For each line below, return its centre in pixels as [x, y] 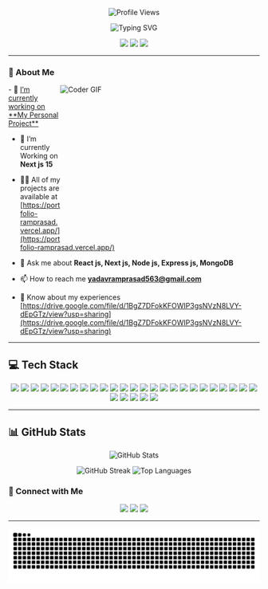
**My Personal [33, 115]
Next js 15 [36, 164]
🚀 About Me [32, 72]
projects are [39, 188]
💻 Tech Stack [43, 365]
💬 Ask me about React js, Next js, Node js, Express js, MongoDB [126, 263]
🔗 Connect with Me [46, 491]
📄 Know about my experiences [70, 297]
